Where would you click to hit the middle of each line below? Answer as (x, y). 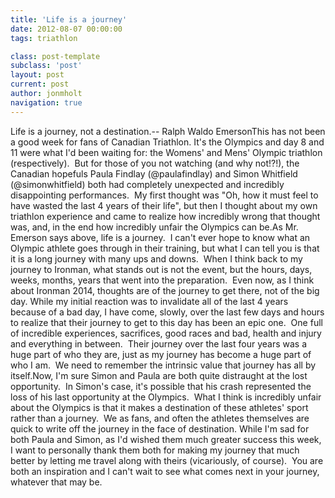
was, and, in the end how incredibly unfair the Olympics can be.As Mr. (154, 227)
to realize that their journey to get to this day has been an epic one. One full (166, 322)
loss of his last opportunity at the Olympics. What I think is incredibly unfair (166, 397)
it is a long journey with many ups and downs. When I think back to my (156, 258)
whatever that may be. (56, 482)
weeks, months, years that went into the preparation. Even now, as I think (162, 280)
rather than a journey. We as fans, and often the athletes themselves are (160, 418)
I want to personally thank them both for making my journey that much (155, 450)
